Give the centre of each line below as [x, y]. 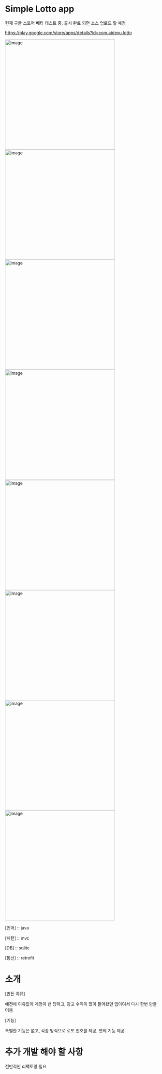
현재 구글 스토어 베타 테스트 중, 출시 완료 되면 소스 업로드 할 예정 [66, 23]
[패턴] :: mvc [17, 938]
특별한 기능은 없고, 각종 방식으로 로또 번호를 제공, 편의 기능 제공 [65, 1030]
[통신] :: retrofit [20, 958]
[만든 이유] [15, 993]
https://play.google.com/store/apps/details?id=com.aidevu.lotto [68, 33]
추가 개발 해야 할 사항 [44, 1052]
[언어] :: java [17, 927]
